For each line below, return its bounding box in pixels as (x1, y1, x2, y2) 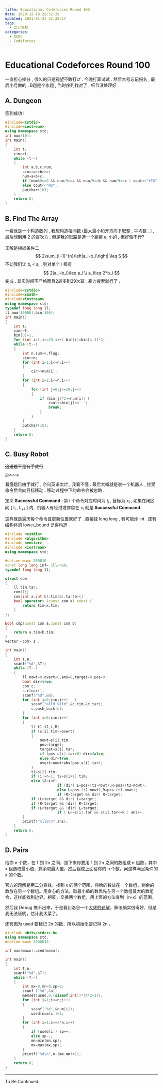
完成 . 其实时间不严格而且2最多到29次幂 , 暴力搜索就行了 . (5, 278, 120, 284)
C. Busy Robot (5, 450, 49, 458)
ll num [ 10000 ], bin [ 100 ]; (5, 310, 55, 315)
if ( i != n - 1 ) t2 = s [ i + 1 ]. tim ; (31, 774, 88, 779)
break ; (48, 405, 62, 410)
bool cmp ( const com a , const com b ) (5, 621, 77, 626)
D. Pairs (5, 846, 29, 854)
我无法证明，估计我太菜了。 (5, 910, 61, 916)
